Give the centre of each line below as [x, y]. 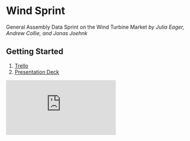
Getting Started [35, 52]
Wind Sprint [36, 11]
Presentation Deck [37, 72]
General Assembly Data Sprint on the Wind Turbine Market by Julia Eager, [95, 27]
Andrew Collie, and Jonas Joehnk [47, 33]
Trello [21, 66]
